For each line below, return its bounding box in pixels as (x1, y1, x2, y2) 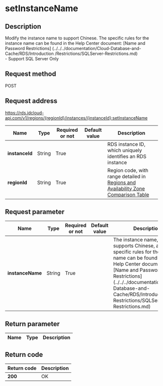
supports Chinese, (113, 243, 155, 249)
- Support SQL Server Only (5, 56, 59, 61)
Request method (5, 70, 56, 78)
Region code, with (107, 167, 149, 174)
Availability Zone (107, 185, 145, 192)
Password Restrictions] (5, 46, 51, 51)
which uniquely (107, 147, 142, 154)
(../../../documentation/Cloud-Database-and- (52, 46, 142, 51)
